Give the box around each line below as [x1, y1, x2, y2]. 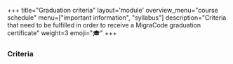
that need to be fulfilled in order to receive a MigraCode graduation [7, 21, 201, 29]
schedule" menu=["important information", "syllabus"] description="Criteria [7, 13, 227, 22]
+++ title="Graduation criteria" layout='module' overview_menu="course [7, 6, 219, 14]
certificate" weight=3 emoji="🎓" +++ [7, 29, 117, 37]
